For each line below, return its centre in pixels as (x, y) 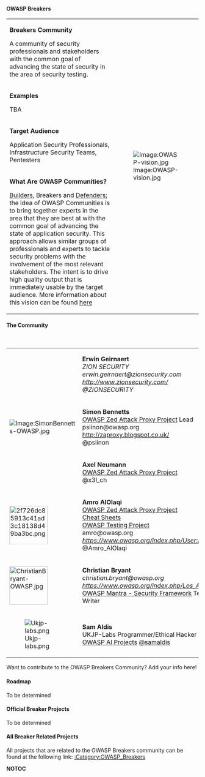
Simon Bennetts (106, 412)
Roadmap (19, 681)
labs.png (37, 646)
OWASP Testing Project (116, 525)
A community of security (45, 44)
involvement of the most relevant (56, 265)
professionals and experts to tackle (60, 249)
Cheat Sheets (102, 517)
